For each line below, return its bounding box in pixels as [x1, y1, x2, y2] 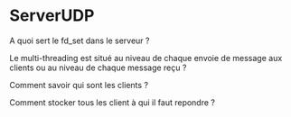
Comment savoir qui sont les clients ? [9, 79, 149, 90]
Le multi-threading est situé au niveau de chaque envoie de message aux [9, 52, 283, 63]
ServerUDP [9, 5, 95, 26]
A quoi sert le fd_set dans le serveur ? [9, 35, 150, 46]
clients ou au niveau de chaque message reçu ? [9, 62, 187, 73]
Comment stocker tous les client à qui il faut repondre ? [9, 96, 215, 108]
